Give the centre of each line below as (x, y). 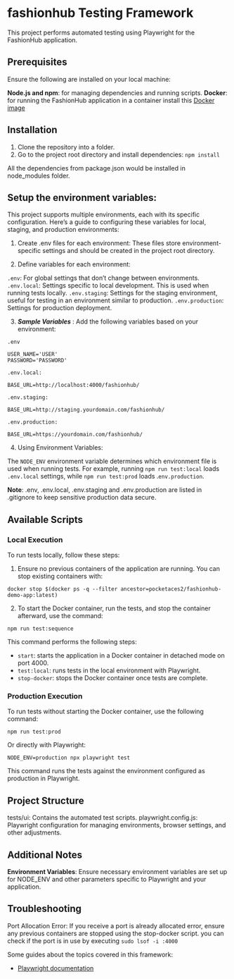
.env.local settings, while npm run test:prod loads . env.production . (106, 476)
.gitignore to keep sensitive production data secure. (82, 498)
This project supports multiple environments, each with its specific (104, 215)
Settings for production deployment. (60, 308)
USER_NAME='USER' (33, 355)
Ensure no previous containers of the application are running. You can (118, 569)
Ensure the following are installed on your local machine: (89, 79)
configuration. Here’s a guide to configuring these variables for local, (107, 222)
